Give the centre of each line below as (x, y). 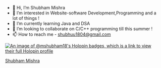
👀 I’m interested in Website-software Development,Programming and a (84, 13)
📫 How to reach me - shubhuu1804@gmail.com (61, 34)
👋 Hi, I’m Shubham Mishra (39, 8)
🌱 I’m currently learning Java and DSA (51, 23)
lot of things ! (26, 18)
